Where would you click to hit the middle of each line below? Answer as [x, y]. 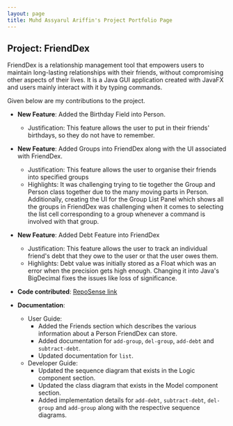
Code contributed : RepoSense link [67, 292]
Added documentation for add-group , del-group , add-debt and [126, 341]
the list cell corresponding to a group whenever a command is [116, 214]
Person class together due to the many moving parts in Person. [118, 192]
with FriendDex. [40, 156]
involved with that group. [63, 222]
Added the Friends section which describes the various [117, 326]
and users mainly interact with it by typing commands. [85, 87]
